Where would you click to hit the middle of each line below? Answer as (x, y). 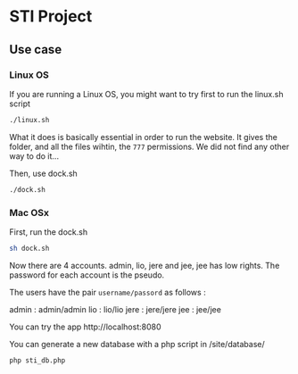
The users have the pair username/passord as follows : (108, 292)
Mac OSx (29, 212)
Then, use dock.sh (43, 173)
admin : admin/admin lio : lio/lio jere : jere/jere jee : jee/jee (115, 309)
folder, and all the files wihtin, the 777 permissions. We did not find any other (149, 146)
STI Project (51, 17)
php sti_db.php (37, 360)
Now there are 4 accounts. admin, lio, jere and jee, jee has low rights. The (145, 265)
